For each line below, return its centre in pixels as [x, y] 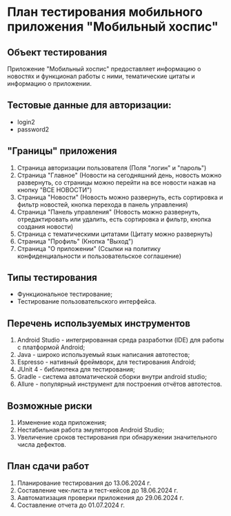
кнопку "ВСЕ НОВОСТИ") [54, 190]
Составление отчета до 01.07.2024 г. [71, 505]
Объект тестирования [57, 52]
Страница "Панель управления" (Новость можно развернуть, [108, 212]
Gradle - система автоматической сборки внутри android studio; [112, 377]
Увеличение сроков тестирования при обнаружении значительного [117, 437]
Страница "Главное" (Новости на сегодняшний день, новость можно [119, 175]
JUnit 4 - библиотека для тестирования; [76, 369]
